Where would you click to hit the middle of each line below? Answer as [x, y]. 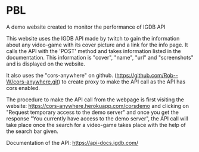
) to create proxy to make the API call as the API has [122, 82]
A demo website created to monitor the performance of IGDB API [86, 27]
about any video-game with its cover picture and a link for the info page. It [97, 45]
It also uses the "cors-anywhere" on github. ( [61, 75]
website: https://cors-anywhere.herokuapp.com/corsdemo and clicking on [98, 106]
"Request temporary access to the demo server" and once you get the [92, 112]
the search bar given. [32, 131]
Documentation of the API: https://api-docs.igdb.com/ [72, 142]
